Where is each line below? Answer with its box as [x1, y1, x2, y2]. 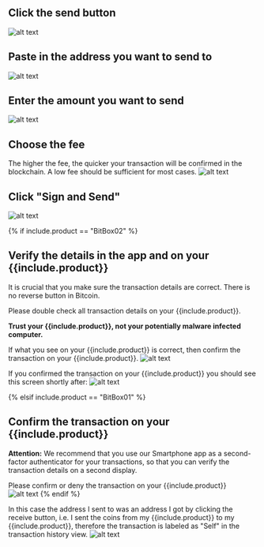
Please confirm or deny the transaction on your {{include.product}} [8, 481, 227, 490]
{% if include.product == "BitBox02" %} [8, 227, 138, 236]
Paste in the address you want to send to [8, 51, 213, 64]
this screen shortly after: [8, 377, 89, 386]
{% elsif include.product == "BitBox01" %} [8, 392, 146, 402]
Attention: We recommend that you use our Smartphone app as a [8, 448, 223, 458]
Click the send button [8, 6, 116, 20]
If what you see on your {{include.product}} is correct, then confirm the [8, 345, 241, 354]
